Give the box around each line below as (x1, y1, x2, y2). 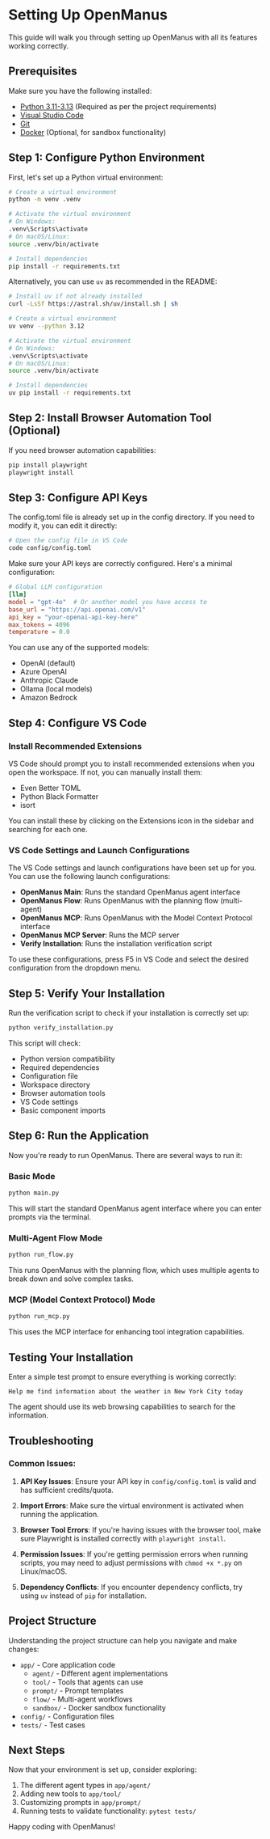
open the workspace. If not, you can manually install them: (8, 767, 203, 777)
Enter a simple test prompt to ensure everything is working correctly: (8, 1372, 237, 1382)
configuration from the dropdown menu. (8, 963, 142, 973)
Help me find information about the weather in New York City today (8, 1388, 243, 1396)
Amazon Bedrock (19, 693, 78, 703)
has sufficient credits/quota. (19, 1485, 114, 1494)
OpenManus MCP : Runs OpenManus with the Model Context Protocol (19, 913, 252, 923)
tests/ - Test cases (19, 1720, 86, 1730)
